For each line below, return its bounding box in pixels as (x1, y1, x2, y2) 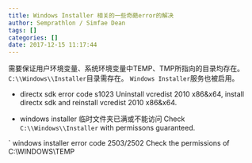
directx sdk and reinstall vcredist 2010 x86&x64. (19, 98, 178, 108)
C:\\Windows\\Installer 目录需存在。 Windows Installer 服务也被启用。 (8, 74, 239, 83)
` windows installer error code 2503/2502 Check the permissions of (8, 138, 230, 148)
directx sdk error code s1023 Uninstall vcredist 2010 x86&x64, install (19, 89, 244, 99)
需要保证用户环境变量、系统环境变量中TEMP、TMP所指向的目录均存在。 (8, 64, 244, 74)
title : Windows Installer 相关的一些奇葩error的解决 (8, 11, 174, 20)
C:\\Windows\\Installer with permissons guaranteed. (19, 123, 196, 133)
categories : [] (8, 33, 59, 42)
